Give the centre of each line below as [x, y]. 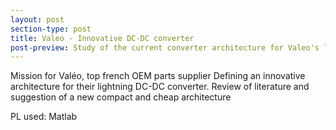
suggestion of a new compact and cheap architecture [121, 97]
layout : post [37, 19]
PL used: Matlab [44, 117]
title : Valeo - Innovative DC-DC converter [102, 38]
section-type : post [51, 29]
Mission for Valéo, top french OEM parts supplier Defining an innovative [158, 76]
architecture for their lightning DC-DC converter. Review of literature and [160, 87]
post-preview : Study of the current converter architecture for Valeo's [165, 47]
